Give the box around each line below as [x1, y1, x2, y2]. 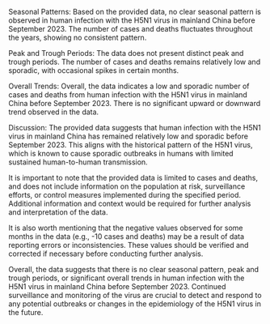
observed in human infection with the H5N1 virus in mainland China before [8, 15, 256, 25]
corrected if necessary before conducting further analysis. [8, 249, 204, 258]
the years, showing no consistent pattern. [8, 32, 147, 42]
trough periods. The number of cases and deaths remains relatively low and [8, 57, 261, 66]
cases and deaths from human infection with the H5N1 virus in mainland [8, 90, 248, 100]
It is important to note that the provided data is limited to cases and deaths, [8, 173, 259, 182]
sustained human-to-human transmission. [8, 157, 148, 167]
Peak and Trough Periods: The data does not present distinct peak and [8, 49, 244, 58]
